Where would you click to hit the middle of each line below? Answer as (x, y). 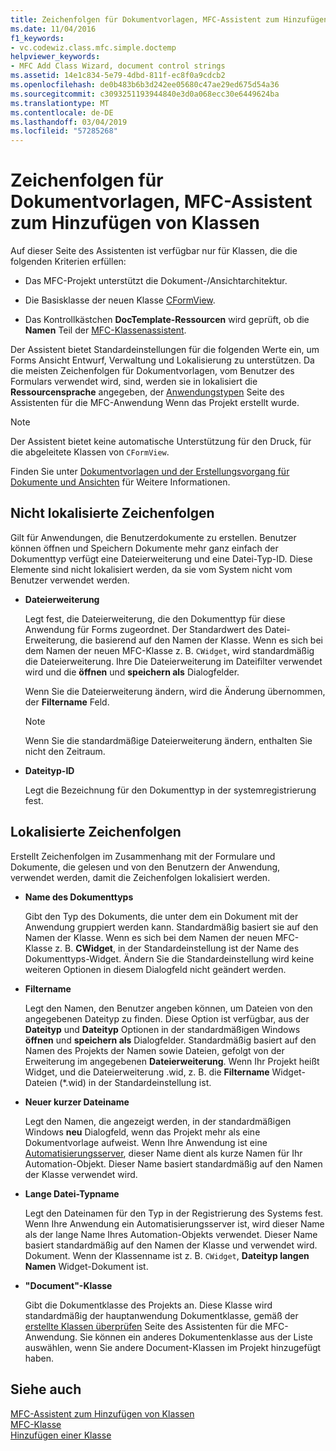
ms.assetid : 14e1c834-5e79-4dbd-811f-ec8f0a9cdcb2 (118, 76)
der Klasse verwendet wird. (81, 1174)
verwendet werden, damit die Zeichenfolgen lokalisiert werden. (140, 877)
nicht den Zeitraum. (65, 751)
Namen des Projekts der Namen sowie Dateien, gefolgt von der (154, 1050)
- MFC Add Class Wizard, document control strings (118, 66)
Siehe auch (46, 1389)
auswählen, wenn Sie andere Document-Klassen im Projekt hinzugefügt (173, 1347)
